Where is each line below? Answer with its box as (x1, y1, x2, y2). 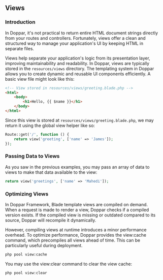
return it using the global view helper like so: (5, 123, 95, 128)
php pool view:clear (5, 270, 48, 275)
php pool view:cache (5, 252, 48, 257)
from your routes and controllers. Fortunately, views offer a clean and (5, 35, 146, 41)
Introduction (5, 19, 35, 26)
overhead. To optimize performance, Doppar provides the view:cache (5, 232, 147, 238)
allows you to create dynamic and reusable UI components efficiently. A (5, 71, 151, 77)
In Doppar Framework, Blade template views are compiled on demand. (5, 202, 148, 208)
